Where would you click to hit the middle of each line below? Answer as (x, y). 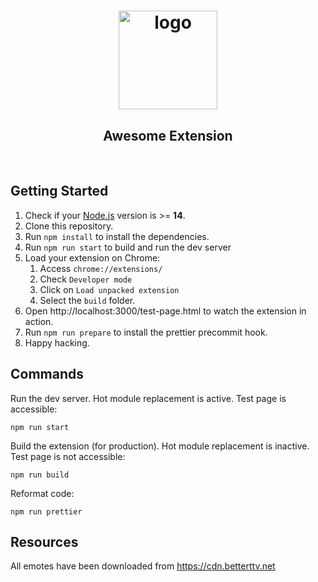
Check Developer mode (86, 279)
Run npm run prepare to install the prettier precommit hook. (146, 332)
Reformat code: (42, 493)
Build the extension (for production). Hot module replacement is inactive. (160, 446)
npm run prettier (46, 511)
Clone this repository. (69, 226)
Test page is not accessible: (68, 456)
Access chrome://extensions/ (101, 268)
